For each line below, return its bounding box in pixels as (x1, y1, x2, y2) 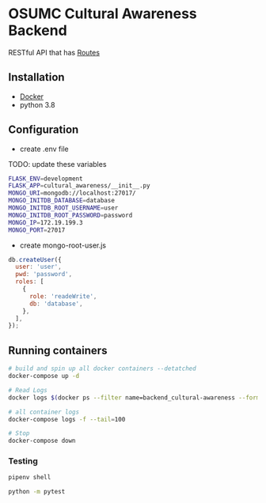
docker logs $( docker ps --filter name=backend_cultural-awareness (8, 393, 236, 402)
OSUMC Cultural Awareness (8, 5, 198, 23)
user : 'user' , (15, 263, 62, 271)
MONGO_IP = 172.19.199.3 (8, 218, 83, 226)
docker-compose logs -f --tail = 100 (8, 415, 126, 423)
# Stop (8, 429, 30, 437)
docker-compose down (8, 437, 77, 445)
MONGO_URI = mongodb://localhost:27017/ (8, 189, 136, 198)
